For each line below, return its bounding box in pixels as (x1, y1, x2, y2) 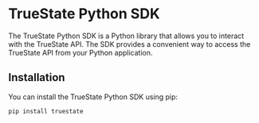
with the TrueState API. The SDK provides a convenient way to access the (8, 39, 251, 48)
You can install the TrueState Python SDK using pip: (8, 92, 178, 102)
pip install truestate (8, 107, 84, 115)
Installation (8, 71, 65, 84)
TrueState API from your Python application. (8, 48, 153, 57)
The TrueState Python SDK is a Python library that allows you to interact (8, 31, 245, 40)
